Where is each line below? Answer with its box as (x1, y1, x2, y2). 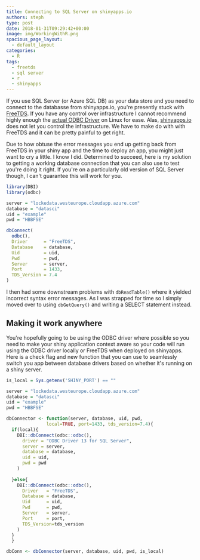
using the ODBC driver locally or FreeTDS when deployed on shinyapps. (6, 347, 183, 354)
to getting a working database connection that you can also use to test (6, 159, 180, 167)
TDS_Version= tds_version (21, 521, 84, 527)
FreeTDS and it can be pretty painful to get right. (6, 129, 125, 136)
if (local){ (11, 426, 39, 433)
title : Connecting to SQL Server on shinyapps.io (6, 8, 133, 15)
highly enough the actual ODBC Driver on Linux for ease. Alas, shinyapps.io (6, 116, 192, 123)
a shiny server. (6, 365, 42, 373)
